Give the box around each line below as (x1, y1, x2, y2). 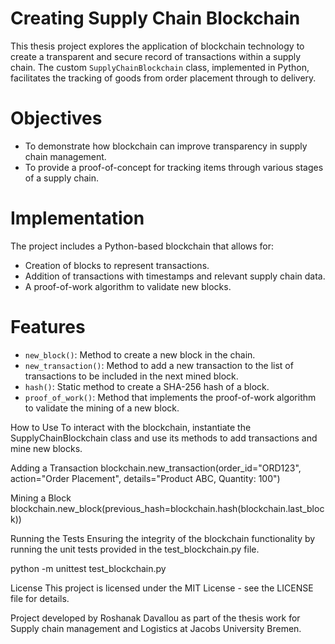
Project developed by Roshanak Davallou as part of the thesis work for (10, 612, 301, 624)
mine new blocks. (10, 442, 83, 454)
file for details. (10, 592, 70, 604)
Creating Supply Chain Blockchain (10, 7, 301, 30)
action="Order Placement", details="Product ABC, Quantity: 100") (10, 472, 281, 484)
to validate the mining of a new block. (24, 402, 180, 414)
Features (10, 316, 86, 338)
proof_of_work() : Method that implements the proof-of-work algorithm (24, 391, 317, 403)
